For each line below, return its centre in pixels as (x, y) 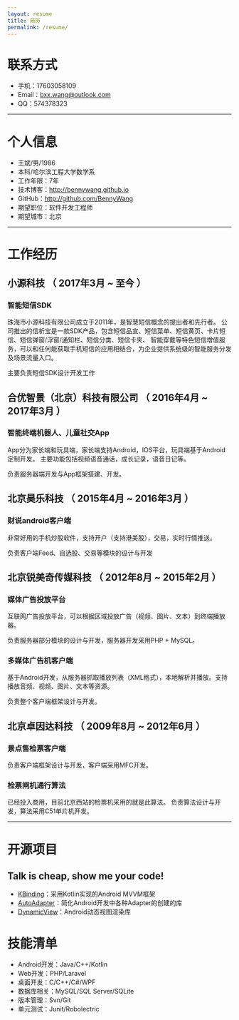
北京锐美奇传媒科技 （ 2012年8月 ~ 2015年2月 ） (115, 577)
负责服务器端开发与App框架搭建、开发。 (67, 474)
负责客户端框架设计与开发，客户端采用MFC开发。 (80, 765)
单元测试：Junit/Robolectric (58, 1009)
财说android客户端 (39, 521)
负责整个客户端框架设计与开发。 (54, 702)
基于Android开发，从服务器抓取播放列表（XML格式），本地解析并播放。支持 (118, 678)
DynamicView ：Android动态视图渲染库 (74, 912)
